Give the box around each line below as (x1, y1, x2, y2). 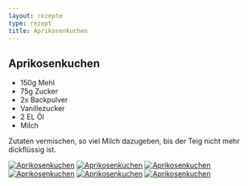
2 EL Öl (19, 112, 44, 122)
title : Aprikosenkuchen (8, 27, 89, 35)
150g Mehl (19, 78, 55, 88)
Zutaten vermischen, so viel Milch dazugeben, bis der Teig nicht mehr (8, 136, 240, 146)
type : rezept (8, 19, 52, 27)
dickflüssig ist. (8, 145, 56, 155)
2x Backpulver (19, 95, 68, 105)
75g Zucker (19, 86, 59, 97)
